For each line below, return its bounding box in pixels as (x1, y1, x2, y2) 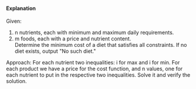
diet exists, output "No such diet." (14, 47, 96, 55)
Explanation (6, 5, 36, 12)
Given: (6, 18, 22, 25)
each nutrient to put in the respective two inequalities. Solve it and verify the (6, 71, 191, 78)
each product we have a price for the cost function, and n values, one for (6, 65, 183, 73)
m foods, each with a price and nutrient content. (14, 35, 131, 42)
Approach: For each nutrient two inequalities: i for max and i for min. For (6, 59, 180, 66)
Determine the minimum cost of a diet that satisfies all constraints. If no (14, 42, 187, 49)
